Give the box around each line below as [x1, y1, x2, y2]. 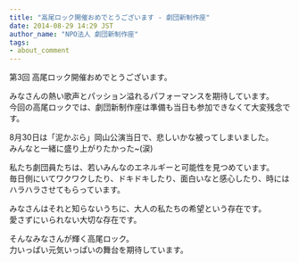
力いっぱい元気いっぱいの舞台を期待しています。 [9, 244, 189, 255]
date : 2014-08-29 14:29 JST [9, 21, 114, 30]
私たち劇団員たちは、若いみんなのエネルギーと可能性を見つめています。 [9, 162, 275, 173]
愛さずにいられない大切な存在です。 [9, 215, 142, 226]
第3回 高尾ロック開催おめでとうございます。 [9, 72, 172, 83]
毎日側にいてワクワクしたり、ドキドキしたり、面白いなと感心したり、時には [9, 173, 290, 184]
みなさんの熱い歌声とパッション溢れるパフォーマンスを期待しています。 [9, 91, 274, 102]
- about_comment [9, 46, 70, 55]
